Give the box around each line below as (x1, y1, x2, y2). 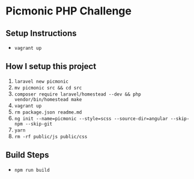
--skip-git (25, 121, 53, 127)
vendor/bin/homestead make (14, 96, 82, 103)
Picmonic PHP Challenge (5, 4, 132, 18)
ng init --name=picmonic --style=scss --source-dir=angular (14, 115, 168, 121)
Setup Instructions (5, 28, 77, 38)
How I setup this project (5, 61, 97, 71)
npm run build (14, 167, 50, 173)
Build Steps (5, 150, 49, 160)
